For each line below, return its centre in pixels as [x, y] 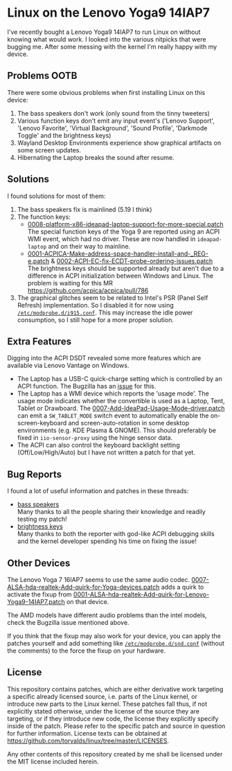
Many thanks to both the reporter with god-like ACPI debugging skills [116, 534]
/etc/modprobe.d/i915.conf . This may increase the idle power [105, 312]
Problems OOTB [42, 76]
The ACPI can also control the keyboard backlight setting [98, 445]
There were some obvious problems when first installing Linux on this [106, 92]
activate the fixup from [39, 594]
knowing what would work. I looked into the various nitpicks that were [107, 39]
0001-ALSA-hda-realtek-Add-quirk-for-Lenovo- [141, 594]
